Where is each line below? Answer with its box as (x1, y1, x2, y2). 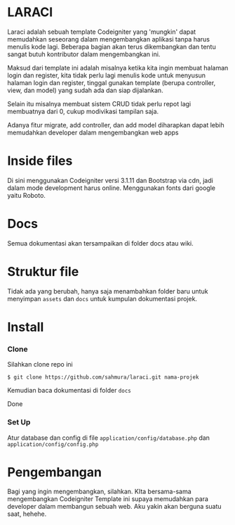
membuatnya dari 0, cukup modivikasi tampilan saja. (7, 107, 159, 115)
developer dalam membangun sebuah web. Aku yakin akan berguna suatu (7, 502, 222, 511)
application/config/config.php (7, 441, 99, 448)
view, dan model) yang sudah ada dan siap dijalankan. (7, 86, 163, 94)
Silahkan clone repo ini (7, 360, 73, 369)
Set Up (7, 417, 31, 427)
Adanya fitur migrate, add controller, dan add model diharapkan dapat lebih (7, 120, 224, 129)
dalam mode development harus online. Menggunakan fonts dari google (7, 184, 216, 192)
